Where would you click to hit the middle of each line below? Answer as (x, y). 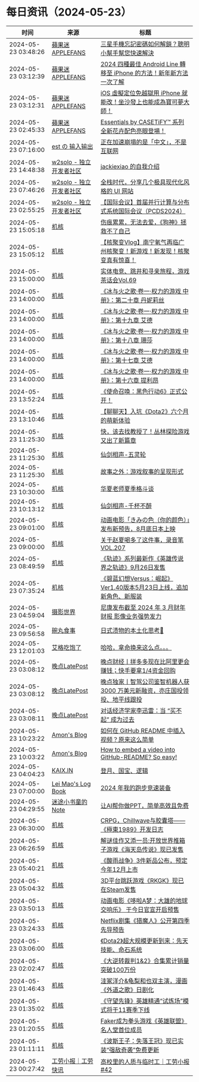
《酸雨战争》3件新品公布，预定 (144, 860)
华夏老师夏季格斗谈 (127, 489)
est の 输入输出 (72, 146)
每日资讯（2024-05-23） (69, 12)
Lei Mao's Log (71, 783)
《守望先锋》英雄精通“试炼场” (142, 1001)
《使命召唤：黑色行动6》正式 (141, 391)
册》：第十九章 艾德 (126, 320)
